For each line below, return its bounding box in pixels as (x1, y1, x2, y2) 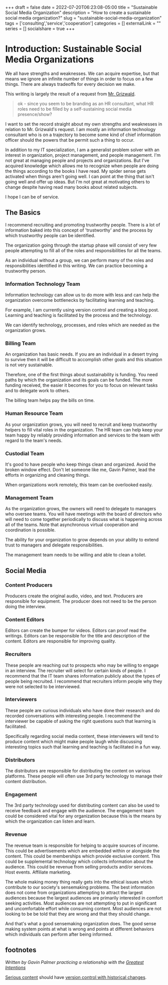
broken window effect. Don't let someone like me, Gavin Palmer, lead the (5, 467, 155, 473)
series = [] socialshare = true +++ (5, 26, 75, 32)
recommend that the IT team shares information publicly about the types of (5, 673, 160, 679)
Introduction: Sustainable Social (5, 43, 142, 55)
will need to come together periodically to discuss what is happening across (5, 516, 162, 522)
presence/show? (17, 111, 53, 117)
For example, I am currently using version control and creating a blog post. (5, 307, 159, 313)
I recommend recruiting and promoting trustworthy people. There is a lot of (5, 222, 160, 228)
